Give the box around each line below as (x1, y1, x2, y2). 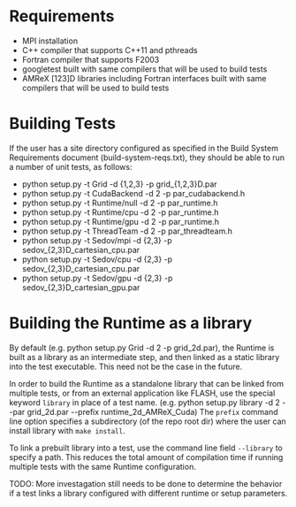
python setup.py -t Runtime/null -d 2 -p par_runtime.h (21, 197, 218, 208)
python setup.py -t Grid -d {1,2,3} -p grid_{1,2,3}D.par (21, 179, 218, 189)
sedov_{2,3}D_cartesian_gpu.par (21, 281, 140, 293)
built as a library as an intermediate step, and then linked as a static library (9, 351, 280, 362)
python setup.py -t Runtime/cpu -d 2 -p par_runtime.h (21, 206, 219, 218)
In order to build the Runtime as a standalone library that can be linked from (9, 378, 285, 388)
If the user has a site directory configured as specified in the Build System (9, 142, 278, 153)
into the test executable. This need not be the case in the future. (9, 361, 243, 372)
